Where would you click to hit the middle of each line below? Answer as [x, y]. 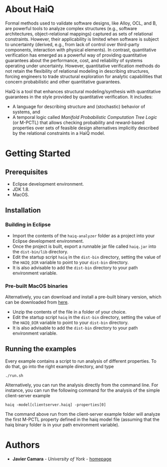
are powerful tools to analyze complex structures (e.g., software [71, 28]
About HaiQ [30, 9]
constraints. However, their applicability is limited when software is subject [82, 39]
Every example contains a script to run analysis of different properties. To [81, 361]
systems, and [26, 112]
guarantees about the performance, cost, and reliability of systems [74, 60]
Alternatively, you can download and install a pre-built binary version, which [83, 296]
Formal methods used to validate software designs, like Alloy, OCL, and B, [81, 23]
